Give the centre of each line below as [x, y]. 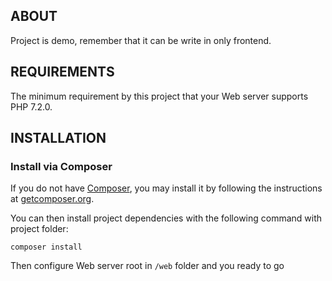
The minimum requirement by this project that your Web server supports [159, 96]
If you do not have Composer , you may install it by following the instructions [166, 188]
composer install [46, 247]
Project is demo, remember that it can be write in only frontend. [141, 40]
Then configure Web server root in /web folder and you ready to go [147, 266]
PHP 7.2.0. [31, 106]
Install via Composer [61, 166]
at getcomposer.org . [52, 199]
